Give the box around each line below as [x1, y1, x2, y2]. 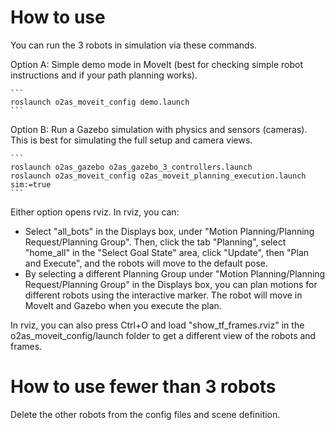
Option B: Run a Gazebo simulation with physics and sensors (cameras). [10, 123, 308, 135]
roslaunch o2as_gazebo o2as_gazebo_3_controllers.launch [10, 162, 253, 172]
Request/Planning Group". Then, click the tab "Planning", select [24, 236, 287, 248]
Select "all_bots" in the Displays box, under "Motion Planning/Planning [24, 225, 315, 237]
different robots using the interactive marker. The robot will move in [24, 289, 303, 301]
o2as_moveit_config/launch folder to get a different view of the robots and [10, 329, 317, 341]
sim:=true [10, 179, 52, 190]
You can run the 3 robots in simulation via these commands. [10, 39, 258, 51]
